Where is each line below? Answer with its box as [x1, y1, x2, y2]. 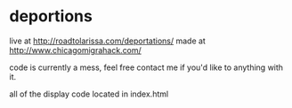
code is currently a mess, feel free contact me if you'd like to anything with [9, 62, 283, 73]
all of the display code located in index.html [9, 89, 169, 99]
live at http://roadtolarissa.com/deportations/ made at [9, 35, 207, 46]
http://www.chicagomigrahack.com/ [9, 44, 142, 55]
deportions [9, 6, 93, 27]
